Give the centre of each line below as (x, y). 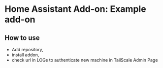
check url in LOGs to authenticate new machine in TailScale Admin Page (85, 60)
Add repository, (28, 50)
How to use (22, 38)
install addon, (25, 55)
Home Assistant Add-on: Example (75, 9)
